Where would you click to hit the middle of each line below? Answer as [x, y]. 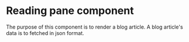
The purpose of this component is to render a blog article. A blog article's [94, 27]
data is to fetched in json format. [45, 33]
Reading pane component [70, 11]
